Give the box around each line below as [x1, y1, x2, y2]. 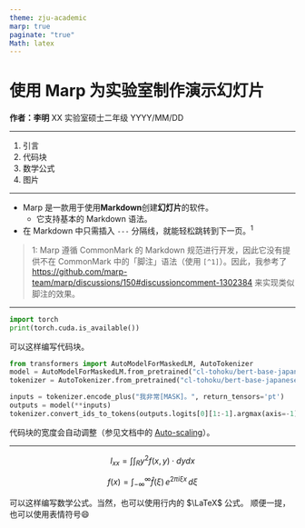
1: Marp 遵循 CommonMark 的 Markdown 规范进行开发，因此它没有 [31, 244, 283, 255]
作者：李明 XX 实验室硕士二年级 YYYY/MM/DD [9, 113, 184, 124]
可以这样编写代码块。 [9, 341, 89, 352]
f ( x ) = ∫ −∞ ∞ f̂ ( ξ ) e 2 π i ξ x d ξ [107, 474, 198, 489]
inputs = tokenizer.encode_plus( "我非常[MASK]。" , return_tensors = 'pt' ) [9, 393, 285, 402]
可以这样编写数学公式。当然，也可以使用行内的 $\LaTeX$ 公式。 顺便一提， [9, 497, 290, 508]
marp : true [9, 22, 51, 31]
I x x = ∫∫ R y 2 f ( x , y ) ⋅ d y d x [110, 453, 195, 468]
